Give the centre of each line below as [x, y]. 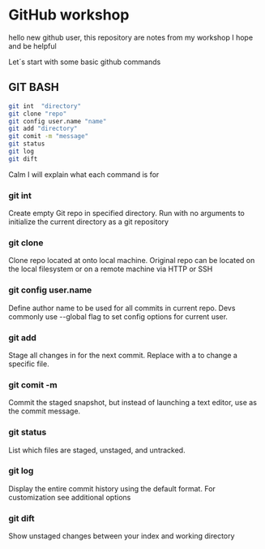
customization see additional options [70, 497]
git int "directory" [45, 106]
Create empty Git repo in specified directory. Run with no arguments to [126, 214]
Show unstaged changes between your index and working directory [122, 536]
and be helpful [32, 45]
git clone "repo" [38, 114]
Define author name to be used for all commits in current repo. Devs [122, 308]
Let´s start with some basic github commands [85, 62]
